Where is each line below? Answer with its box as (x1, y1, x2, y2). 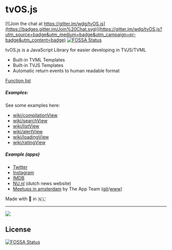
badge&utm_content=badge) (5, 37, 66, 43)
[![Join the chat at (5, 20, 43, 27)
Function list (5, 77, 31, 84)
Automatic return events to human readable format (12, 68, 120, 74)
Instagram (12, 169, 34, 175)
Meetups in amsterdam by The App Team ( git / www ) (12, 185, 123, 192)
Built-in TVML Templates (12, 56, 65, 62)
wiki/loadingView (12, 134, 49, 140)
